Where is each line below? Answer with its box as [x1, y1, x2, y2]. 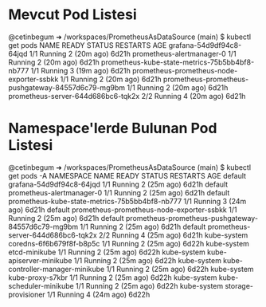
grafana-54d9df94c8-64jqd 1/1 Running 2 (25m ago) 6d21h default [8, 179, 229, 189]
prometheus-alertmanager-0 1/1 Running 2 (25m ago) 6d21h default [8, 187, 230, 197]
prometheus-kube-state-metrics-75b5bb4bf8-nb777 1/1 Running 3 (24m [8, 196, 247, 206]
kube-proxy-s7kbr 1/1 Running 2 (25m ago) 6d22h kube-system [8, 273, 217, 282]
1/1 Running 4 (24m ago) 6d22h [46, 289, 151, 299]
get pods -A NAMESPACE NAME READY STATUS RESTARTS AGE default [8, 171, 247, 180]
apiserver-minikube [8, 255, 72, 265]
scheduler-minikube [8, 281, 74, 290]
